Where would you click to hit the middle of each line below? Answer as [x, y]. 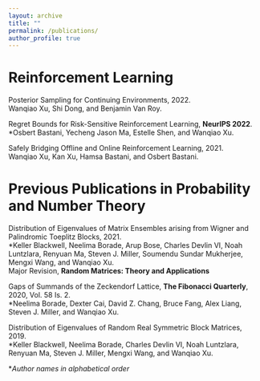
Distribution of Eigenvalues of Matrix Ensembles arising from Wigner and [128, 229]
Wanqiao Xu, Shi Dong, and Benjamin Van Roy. [85, 108]
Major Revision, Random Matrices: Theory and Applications [109, 271]
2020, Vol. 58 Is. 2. [39, 295]
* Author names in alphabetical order [69, 369]
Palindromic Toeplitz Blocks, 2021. [65, 237]
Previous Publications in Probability [130, 189]
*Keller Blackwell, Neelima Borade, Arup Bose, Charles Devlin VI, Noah [126, 245]
